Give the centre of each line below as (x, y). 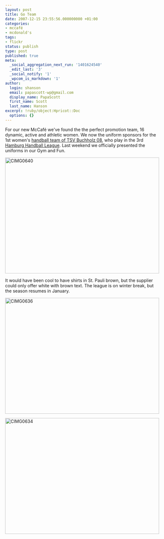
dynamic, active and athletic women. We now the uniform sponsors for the (81, 135)
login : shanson (25, 88)
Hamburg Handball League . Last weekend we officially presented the (75, 145)
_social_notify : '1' (31, 74)
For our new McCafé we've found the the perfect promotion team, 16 (75, 130)
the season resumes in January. (37, 291)
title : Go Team (21, 14)
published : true (22, 56)
